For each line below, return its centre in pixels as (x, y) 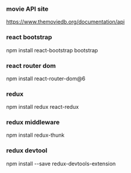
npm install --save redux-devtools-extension (61, 163)
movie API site (27, 9)
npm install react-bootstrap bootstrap (52, 50)
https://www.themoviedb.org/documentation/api (65, 22)
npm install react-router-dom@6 (46, 78)
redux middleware (33, 122)
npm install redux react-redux (43, 107)
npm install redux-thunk (35, 135)
